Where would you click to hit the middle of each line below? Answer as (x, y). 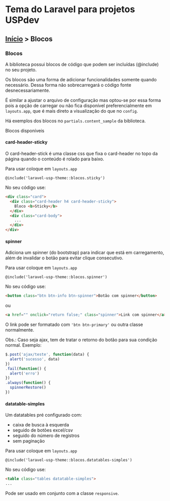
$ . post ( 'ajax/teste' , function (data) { (47, 355)
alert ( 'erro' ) (25, 373)
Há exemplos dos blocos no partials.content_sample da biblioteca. (75, 121)
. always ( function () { (28, 383)
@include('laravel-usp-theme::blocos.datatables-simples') (69, 460)
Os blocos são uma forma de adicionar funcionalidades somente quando (81, 79)
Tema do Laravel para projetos (70, 9)
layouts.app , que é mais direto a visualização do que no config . (72, 111)
